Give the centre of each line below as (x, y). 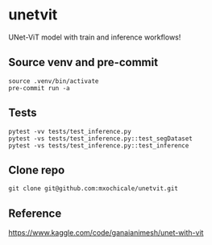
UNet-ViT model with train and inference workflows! (95, 37)
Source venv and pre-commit (83, 62)
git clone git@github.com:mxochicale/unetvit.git (94, 189)
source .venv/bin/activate (54, 81)
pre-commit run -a (39, 88)
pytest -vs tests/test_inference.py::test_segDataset (101, 139)
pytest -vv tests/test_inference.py (70, 131)
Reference (35, 213)
